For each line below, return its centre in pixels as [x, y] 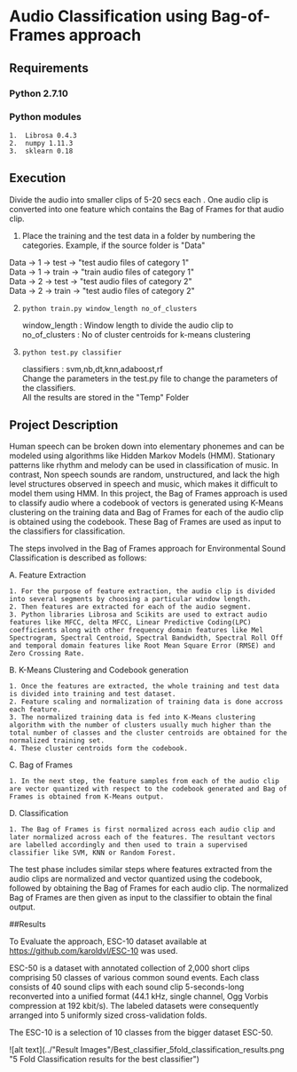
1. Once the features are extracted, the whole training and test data [144, 687]
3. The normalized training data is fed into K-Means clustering [132, 718]
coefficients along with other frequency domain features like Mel [137, 631]
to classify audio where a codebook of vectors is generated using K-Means [146, 503]
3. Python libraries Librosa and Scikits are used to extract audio [138, 615]
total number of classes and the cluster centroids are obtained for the [148, 733]
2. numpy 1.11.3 [41, 143]
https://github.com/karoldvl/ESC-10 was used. [94, 951]
